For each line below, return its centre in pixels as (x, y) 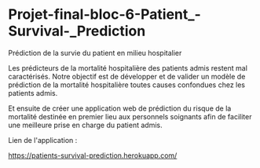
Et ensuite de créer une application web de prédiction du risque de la (120, 108)
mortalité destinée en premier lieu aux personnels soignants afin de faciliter (130, 116)
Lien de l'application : (43, 140)
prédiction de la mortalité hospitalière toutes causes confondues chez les (127, 85)
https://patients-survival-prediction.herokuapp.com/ (93, 155)
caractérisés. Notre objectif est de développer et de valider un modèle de (127, 76)
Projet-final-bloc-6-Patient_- (105, 15)
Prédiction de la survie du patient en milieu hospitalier (95, 53)
